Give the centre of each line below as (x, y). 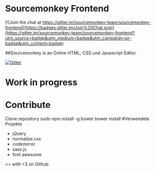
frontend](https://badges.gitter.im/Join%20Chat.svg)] (60, 27)
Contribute (28, 105)
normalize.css (26, 139)
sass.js (19, 149)
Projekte (14, 124)
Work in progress (41, 83)
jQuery (19, 133)
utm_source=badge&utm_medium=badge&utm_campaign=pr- (68, 38)
